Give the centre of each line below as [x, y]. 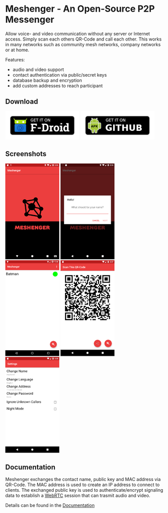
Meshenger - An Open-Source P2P [80, 9]
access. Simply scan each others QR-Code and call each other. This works [83, 39]
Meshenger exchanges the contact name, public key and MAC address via [83, 480]
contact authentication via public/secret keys [60, 75]
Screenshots [26, 154]
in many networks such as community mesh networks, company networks [83, 44]
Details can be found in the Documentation [50, 505]
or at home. [17, 50]
